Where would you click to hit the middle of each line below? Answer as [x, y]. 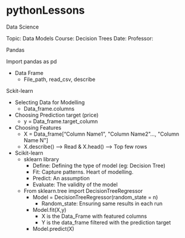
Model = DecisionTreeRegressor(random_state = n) [95, 197]
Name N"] [36, 140]
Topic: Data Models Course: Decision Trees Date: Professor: [80, 38]
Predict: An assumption [61, 178]
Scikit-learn [29, 153]
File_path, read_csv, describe [59, 79]
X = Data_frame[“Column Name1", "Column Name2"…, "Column [101, 134]
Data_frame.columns [49, 108]
